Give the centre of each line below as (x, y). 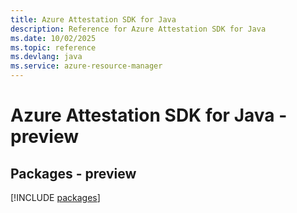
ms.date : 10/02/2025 (53, 38)
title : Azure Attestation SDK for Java (93, 19)
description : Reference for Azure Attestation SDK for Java (138, 29)
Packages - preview (73, 173)
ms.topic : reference (53, 47)
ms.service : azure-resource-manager (86, 66)
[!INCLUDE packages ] (55, 197)
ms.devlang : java (46, 57)
